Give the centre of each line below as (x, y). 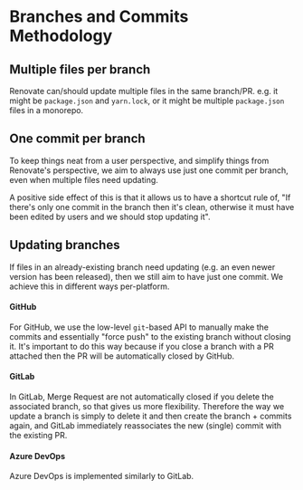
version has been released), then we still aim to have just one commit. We (146, 276)
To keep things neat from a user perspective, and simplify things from (139, 160)
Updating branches (65, 245)
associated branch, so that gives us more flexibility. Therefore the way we (147, 407)
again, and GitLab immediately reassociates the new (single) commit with (146, 426)
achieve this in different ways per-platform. (90, 286)
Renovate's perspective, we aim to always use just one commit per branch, (149, 170)
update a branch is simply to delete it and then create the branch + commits (151, 416)
